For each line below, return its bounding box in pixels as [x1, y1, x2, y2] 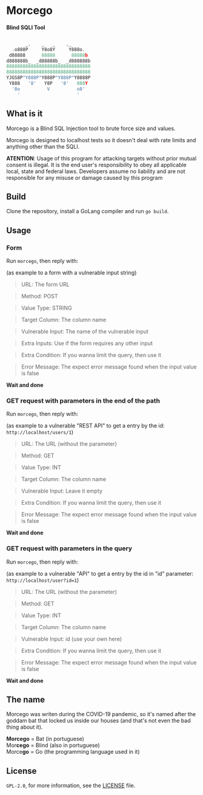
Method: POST [21, 293, 58, 299]
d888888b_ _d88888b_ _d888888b [6, 58, 91, 64]
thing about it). [6, 723, 43, 731]
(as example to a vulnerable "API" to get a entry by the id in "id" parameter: [6, 570, 194, 577]
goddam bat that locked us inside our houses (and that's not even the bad [6, 717, 191, 725]
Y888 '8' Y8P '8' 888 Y [8, 80, 88, 87]
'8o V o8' [12, 86, 85, 92]
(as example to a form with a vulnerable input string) [6, 269, 137, 276]
